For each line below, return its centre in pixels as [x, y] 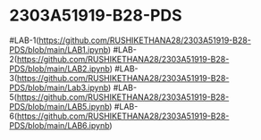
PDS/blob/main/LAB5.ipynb [59, 106]
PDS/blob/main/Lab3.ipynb [59, 87]
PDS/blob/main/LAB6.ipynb [59, 125]
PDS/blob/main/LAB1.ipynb [59, 49]
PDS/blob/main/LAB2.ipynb [59, 69]
